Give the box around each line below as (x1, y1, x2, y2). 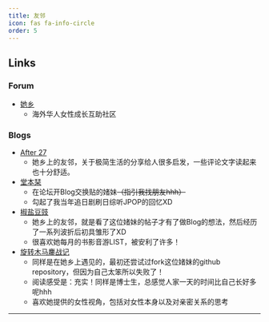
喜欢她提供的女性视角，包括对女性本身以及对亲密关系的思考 (31, 297, 229, 307)
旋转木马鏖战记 (19, 247, 70, 256)
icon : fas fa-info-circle (8, 19, 94, 27)
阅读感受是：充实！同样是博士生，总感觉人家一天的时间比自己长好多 (31, 277, 257, 287)
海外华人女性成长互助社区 (31, 109, 117, 119)
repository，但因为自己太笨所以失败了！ (31, 267, 164, 276)
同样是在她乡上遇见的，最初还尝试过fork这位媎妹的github (31, 257, 221, 267)
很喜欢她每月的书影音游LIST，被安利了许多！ (31, 237, 181, 247)
